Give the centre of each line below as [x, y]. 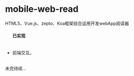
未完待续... [16, 69]
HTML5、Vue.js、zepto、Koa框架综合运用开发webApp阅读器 [67, 23]
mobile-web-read [42, 9]
